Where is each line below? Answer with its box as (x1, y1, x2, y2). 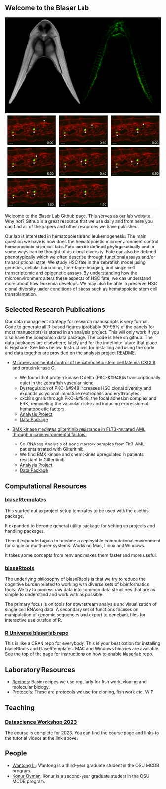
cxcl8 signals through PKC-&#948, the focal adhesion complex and (19, 395, 157, 401)
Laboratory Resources (5, 665, 75, 674)
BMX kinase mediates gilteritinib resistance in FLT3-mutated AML (12, 426, 146, 432)
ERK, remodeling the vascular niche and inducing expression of (19, 401, 149, 407)
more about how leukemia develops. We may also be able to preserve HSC (5, 281, 157, 287)
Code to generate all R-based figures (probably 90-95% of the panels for (5, 324, 155, 330)
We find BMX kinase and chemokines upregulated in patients (19, 451, 144, 457)
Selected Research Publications (5, 305, 105, 314)
